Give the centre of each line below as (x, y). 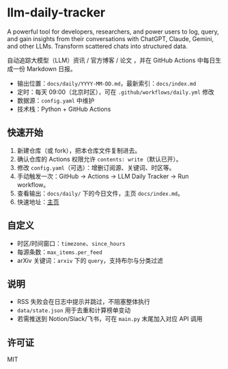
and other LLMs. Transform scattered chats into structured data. (97, 46)
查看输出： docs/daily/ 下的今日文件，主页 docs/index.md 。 (100, 193)
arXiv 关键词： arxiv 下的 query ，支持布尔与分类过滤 (90, 260)
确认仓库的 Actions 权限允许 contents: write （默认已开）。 (99, 159)
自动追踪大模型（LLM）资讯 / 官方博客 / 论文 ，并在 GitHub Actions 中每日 (111, 60)
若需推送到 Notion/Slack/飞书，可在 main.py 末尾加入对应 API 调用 (110, 319)
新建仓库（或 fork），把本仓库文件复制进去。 (79, 150)
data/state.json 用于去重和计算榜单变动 (74, 310)
